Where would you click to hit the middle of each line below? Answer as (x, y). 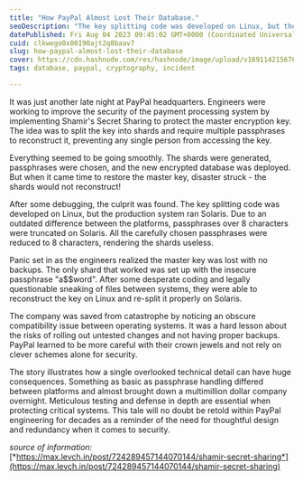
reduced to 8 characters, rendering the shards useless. (112, 242)
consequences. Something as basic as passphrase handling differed (137, 382)
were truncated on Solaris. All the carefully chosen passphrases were (138, 232)
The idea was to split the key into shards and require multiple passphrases (147, 130)
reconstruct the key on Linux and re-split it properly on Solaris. (126, 298)
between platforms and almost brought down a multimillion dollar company (148, 391)
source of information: (51, 447)
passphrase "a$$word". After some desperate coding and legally (130, 279)
